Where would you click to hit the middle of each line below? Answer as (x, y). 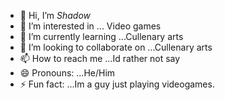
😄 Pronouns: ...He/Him (67, 73)
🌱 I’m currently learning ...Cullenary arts (101, 36)
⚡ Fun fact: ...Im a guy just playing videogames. (117, 84)
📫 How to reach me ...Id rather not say (100, 58)
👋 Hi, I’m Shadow (55, 15)
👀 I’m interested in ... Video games (90, 26)
